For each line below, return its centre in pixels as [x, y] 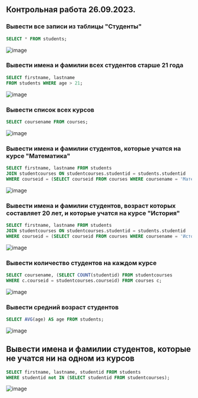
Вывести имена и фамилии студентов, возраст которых [91, 205]
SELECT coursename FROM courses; [47, 122]
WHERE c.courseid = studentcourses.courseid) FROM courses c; [84, 280]
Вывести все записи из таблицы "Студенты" [74, 27]
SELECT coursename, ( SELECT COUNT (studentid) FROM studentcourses [89, 275]
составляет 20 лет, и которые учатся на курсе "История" [93, 213]
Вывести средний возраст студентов [62, 307]
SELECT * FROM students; [37, 39]
